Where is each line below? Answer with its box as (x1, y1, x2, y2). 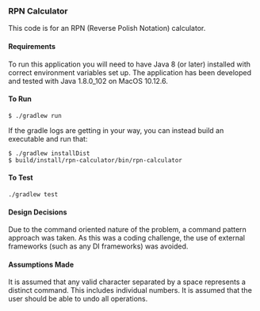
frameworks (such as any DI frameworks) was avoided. (8, 241, 189, 251)
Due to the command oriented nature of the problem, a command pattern (8, 225, 247, 234)
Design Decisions (8, 207, 67, 217)
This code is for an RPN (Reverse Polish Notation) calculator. (8, 24, 206, 33)
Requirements (8, 41, 56, 51)
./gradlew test (8, 190, 59, 199)
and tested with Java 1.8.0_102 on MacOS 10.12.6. (8, 76, 169, 85)
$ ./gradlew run (8, 112, 62, 119)
